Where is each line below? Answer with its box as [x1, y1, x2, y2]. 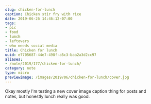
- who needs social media [5, 43, 57, 48]
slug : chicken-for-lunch [5, 7, 55, 12]
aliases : [5, 57, 23, 62]
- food [5, 30, 18, 35]
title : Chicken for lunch [5, 48, 57, 52]
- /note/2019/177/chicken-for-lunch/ [5, 61, 82, 66]
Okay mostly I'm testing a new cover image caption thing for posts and [5, 88, 147, 94]
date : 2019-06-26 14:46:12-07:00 [5, 16, 73, 21]
